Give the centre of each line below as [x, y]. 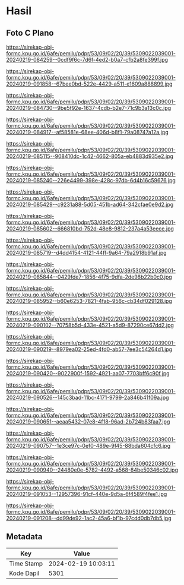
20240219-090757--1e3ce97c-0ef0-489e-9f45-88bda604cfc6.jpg [88, 446]
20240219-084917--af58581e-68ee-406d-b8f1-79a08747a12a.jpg [88, 132]
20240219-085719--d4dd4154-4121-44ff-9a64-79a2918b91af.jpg [87, 253]
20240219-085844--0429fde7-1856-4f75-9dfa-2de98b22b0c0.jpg [89, 277]
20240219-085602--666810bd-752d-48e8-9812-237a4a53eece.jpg [90, 229]
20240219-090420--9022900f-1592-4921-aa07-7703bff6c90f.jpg [88, 373]
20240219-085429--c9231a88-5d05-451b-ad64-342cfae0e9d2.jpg [90, 204]
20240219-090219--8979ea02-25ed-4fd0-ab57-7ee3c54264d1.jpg [89, 349]
